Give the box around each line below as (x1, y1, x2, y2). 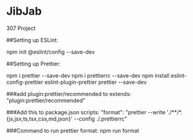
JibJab (6, 4, 42, 18)
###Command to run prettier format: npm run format (6, 127, 140, 134)
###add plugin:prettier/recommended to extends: (6, 90, 132, 97)
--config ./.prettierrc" (74, 115, 127, 122)
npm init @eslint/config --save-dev (6, 48, 95, 56)
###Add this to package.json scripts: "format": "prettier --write (6, 108, 165, 116)
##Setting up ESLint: (6, 36, 58, 43)
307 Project (6, 24, 36, 32)
